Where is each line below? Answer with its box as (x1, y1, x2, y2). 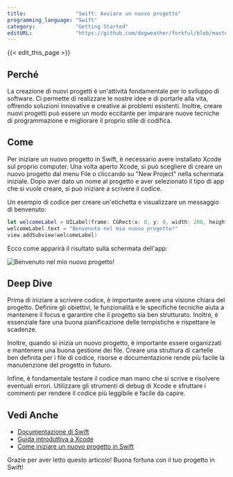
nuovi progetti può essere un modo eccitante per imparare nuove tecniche (7, 109, 220, 118)
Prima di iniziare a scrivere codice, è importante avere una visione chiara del (7, 296, 225, 304)
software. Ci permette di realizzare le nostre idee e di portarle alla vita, (7, 94, 209, 103)
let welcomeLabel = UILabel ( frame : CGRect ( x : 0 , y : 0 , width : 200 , (7, 218, 207, 225)
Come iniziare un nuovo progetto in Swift (17, 442, 134, 451)
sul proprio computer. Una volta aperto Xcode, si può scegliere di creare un (7, 162, 223, 171)
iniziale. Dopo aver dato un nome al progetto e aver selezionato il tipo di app (7, 177, 225, 185)
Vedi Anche (7, 409, 59, 421)
